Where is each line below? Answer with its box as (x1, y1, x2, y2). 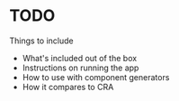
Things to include (9, 35, 74, 46)
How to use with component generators (22, 71, 170, 82)
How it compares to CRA (22, 81, 114, 92)
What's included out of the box (22, 52, 138, 63)
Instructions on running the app (22, 62, 139, 73)
